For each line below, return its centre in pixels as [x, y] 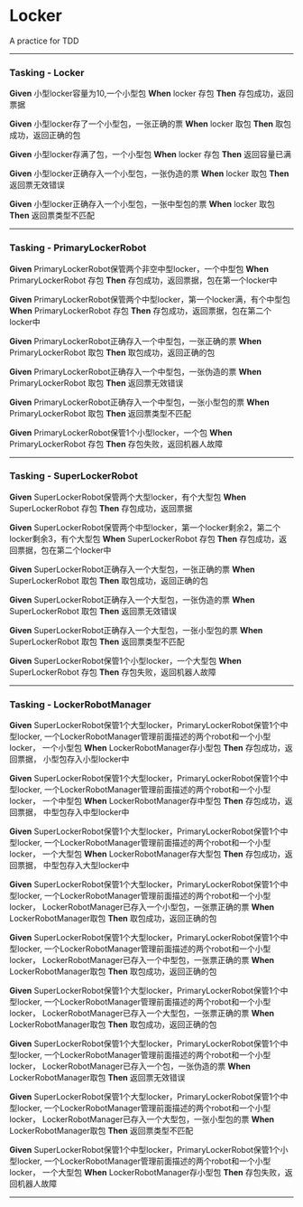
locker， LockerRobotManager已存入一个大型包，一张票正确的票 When [142, 1014]
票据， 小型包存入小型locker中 [73, 759]
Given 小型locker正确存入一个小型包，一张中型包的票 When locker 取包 [142, 204]
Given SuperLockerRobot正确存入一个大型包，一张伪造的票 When [132, 599]
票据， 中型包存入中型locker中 [73, 812]
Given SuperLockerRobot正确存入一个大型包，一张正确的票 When [132, 569]
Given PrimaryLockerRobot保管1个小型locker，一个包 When [121, 432]
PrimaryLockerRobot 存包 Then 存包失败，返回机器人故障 [116, 444]
